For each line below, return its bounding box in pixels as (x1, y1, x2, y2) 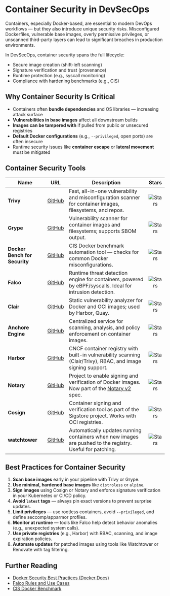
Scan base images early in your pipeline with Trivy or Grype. (12, 476, 140, 483)
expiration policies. (12, 536, 52, 542)
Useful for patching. (69, 446, 116, 453)
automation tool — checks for (69, 248, 139, 255)
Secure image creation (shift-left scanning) (12, 61, 102, 68)
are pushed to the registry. (69, 439, 132, 446)
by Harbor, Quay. (69, 309, 110, 316)
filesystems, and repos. (69, 207, 124, 214)
